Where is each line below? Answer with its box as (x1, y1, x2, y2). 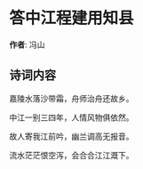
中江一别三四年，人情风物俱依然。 (9, 112, 134, 123)
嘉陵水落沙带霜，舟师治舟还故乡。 (9, 93, 134, 103)
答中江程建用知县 (9, 8, 135, 28)
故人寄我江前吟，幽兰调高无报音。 (9, 131, 134, 141)
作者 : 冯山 (9, 39, 45, 50)
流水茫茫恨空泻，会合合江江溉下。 (9, 149, 134, 160)
